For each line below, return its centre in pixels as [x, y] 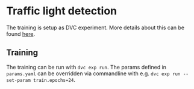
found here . [20, 33]
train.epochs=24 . [54, 79]
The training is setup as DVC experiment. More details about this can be [95, 27]
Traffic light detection [62, 11]
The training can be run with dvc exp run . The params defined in [86, 67]
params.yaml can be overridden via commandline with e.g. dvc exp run [93, 73]
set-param [19, 80]
